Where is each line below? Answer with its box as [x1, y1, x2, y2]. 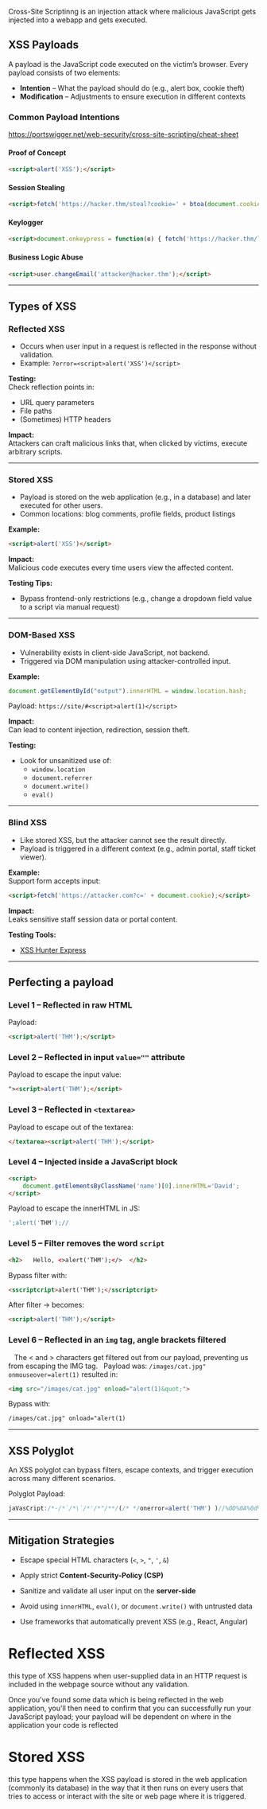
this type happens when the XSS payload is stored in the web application [8, 1774, 248, 1784]
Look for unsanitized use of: [19, 756, 112, 766]
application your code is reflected [8, 1720, 118, 1729]
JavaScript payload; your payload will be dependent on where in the [8, 1711, 232, 1721]
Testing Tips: [8, 579, 53, 588]
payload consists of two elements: [8, 68, 121, 77]
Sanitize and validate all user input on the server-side [19, 1585, 196, 1595]
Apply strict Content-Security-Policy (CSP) [19, 1570, 164, 1580]
